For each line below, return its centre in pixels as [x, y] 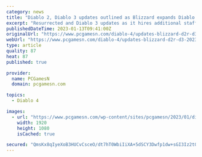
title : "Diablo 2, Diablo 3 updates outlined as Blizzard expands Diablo [101, 17]
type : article [24, 46]
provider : [19, 73]
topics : [16, 95]
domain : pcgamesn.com [39, 84]
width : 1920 [32, 123]
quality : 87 [21, 51]
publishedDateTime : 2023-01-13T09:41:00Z [59, 29]
